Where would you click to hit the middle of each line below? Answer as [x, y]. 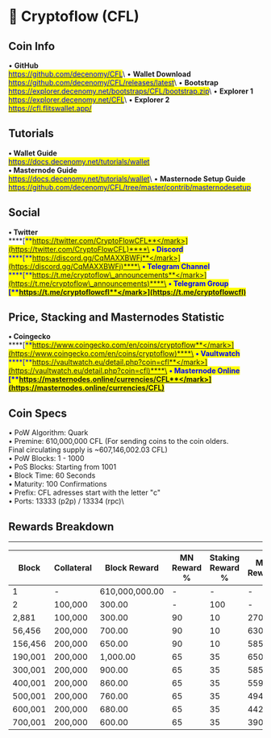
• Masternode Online [204, 371]
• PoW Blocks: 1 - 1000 [46, 458]
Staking [225, 558]
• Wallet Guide [33, 153]
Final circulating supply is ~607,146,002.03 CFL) [88, 450]
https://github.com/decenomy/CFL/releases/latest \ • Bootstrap [114, 83]
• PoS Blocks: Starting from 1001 [63, 467]
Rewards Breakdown [61, 527]
